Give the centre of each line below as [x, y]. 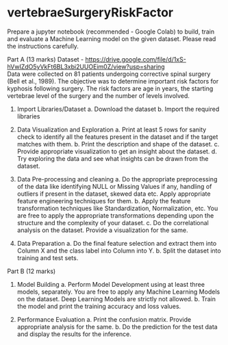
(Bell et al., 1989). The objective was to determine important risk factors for [113, 81]
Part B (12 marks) [31, 271]
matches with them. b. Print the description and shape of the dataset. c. [118, 144]
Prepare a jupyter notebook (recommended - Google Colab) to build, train [111, 31]
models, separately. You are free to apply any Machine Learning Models [118, 292]
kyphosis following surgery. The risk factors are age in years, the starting [110, 88]
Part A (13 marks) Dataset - [46, 59]
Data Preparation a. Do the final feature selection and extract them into [117, 243]
